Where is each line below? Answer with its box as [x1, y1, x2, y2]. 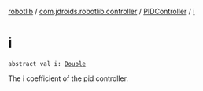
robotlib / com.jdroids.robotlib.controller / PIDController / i [8, 7, 195, 16]
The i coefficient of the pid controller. [8, 74, 128, 83]
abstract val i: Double [8, 60, 87, 67]
